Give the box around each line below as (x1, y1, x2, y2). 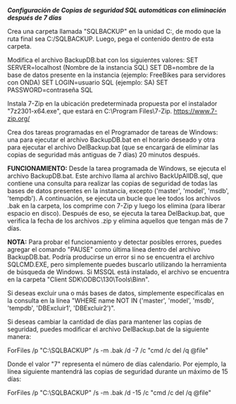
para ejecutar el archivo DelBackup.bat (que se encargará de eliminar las (7, 143, 219, 151)
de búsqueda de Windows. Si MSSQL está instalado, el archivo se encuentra (7, 268, 230, 276)
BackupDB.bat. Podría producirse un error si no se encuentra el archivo (7, 253, 215, 261)
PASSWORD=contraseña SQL (7, 86, 94, 94)
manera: (7, 333, 32, 341)
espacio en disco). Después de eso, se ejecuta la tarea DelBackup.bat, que (7, 209, 225, 217)
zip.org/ (7, 114, 30, 123)
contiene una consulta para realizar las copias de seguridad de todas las (7, 179, 218, 188)
